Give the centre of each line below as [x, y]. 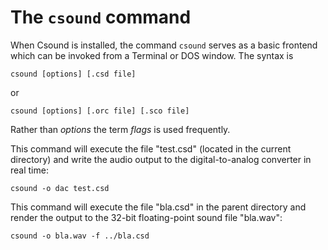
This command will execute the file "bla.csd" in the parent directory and [158, 207]
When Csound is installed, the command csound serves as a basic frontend [164, 45]
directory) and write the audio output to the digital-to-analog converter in [161, 159]
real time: [29, 170]
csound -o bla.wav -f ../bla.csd [80, 236]
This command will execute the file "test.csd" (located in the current [151, 148]
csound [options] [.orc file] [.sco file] [100, 111]
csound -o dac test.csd [60, 188]
